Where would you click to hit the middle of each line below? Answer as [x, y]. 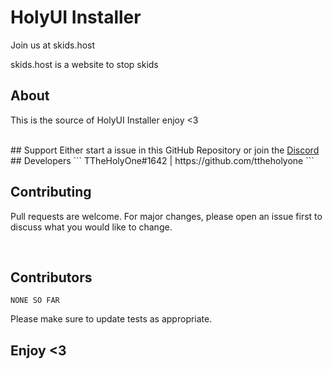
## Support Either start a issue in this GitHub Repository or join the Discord [165, 150]
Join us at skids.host [53, 45]
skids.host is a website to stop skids [84, 64]
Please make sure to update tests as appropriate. [111, 319]
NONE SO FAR [35, 301]
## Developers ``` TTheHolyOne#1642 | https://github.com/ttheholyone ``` [162, 160]
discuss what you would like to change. [91, 227]
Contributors [51, 277]
